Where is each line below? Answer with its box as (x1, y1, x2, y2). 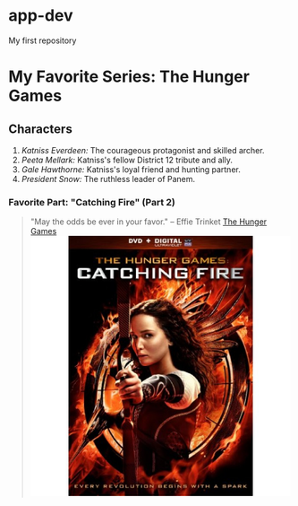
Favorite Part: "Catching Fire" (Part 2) (8, 196, 175, 208)
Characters (8, 121, 72, 136)
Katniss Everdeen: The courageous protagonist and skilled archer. (21, 144, 265, 155)
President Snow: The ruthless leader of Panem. (21, 173, 196, 184)
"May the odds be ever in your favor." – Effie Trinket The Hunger (30, 216, 268, 227)
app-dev (8, 5, 73, 26)
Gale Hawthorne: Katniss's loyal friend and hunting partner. (21, 163, 241, 175)
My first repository (8, 35, 77, 46)
